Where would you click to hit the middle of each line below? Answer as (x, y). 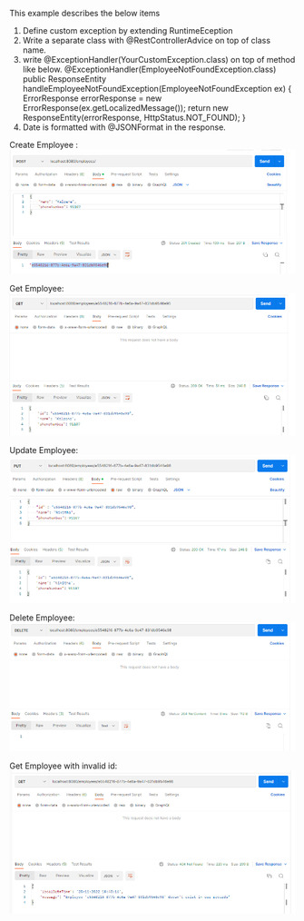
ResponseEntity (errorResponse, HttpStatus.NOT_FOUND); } (134, 118)
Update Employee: (44, 451)
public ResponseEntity (64, 79)
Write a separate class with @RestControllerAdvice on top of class (146, 40)
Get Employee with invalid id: (64, 766)
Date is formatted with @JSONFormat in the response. (124, 127)
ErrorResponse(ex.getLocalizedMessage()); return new (125, 108)
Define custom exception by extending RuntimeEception (127, 30)
